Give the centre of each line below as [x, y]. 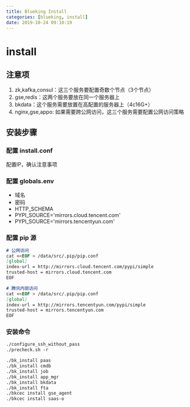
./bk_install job [27, 371]
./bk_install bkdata [31, 382]
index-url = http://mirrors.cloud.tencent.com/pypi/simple [80, 267]
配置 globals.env [30, 181]
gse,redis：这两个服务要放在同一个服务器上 [67, 97]
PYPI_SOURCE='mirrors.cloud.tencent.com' [68, 215]
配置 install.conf [29, 151]
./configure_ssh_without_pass [43, 345]
